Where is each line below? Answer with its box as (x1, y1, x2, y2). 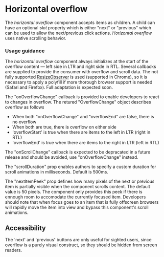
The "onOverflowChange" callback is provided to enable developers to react (5, 94, 160, 100)
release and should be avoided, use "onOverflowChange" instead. (5, 154, 139, 160)
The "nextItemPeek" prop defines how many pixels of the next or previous (5, 178, 155, 184)
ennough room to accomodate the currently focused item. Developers (5, 194, 146, 200)
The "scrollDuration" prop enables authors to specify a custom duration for (5, 164, 157, 170)
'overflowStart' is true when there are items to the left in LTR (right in (12, 129, 151, 135)
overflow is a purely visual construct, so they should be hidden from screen (5, 242, 158, 248)
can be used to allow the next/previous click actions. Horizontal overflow (5, 30, 152, 36)
